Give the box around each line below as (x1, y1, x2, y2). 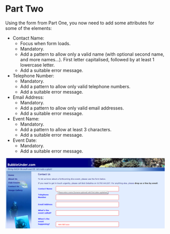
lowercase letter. (20, 62, 55, 68)
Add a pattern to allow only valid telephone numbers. (20, 83, 131, 89)
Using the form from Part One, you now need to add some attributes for (5, 20, 154, 26)
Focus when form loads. (20, 40, 71, 46)
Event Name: (12, 115, 39, 122)
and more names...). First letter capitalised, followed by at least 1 (20, 56, 154, 62)
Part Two (5, 3, 44, 15)
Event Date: (12, 137, 37, 143)
